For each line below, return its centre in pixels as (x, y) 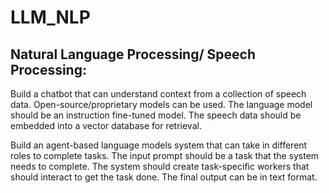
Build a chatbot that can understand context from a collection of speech (158, 94)
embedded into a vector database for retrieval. (106, 125)
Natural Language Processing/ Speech (133, 54)
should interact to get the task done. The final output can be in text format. (164, 177)
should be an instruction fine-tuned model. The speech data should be (156, 115)
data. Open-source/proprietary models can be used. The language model (161, 104)
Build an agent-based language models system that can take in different (159, 145)
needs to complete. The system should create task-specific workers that (160, 166)
